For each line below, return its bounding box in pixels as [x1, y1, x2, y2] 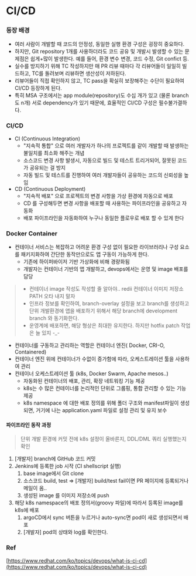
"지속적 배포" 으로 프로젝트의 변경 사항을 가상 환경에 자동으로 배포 [23, 192, 174, 199]
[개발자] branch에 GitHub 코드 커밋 [14, 455, 96, 462]
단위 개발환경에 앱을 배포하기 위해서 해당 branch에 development [29, 307, 177, 315]
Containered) [14, 348, 47, 356]
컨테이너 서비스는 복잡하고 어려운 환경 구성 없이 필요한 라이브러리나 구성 [14, 244, 179, 251]
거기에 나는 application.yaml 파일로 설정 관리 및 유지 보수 [36, 407, 167, 414]
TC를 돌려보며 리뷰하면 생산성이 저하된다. [32, 70, 126, 77]
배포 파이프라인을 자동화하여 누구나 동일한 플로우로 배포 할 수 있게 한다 [23, 214, 184, 221]
